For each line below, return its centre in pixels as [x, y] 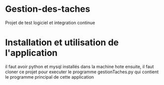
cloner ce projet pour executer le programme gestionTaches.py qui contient [82, 72]
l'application [31, 53]
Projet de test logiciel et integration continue [50, 23]
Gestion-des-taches [48, 9]
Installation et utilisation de [62, 42]
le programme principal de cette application [50, 77]
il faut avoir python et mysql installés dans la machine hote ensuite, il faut [80, 66]
